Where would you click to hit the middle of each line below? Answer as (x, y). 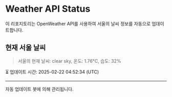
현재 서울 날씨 (26, 48)
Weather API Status (48, 9)
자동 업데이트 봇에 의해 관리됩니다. (39, 89)
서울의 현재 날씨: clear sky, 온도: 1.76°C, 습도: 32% (69, 61)
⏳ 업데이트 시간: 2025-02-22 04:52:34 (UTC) (52, 71)
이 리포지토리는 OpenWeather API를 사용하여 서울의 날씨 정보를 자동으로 (78, 23)
